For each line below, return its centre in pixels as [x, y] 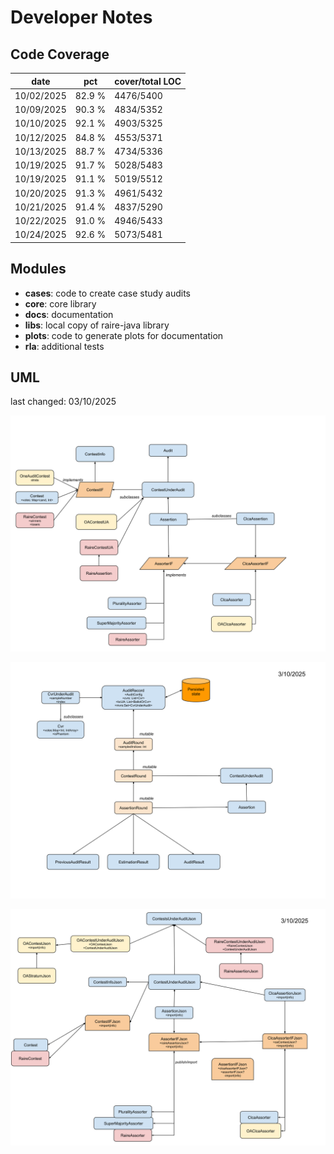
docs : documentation [69, 314]
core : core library [60, 303]
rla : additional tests [64, 346]
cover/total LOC [148, 81]
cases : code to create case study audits [107, 293]
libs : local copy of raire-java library [97, 325]
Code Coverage [60, 54]
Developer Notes [81, 17]
